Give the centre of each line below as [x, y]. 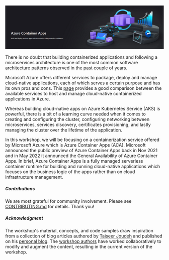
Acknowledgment [24, 218]
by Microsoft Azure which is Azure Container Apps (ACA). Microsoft [75, 145]
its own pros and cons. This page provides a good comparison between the [83, 88]
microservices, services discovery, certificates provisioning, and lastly [78, 125]
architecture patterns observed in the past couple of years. [66, 68]
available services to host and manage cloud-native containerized [73, 94]
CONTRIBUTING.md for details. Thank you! [50, 207]
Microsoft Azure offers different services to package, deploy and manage [81, 78]
